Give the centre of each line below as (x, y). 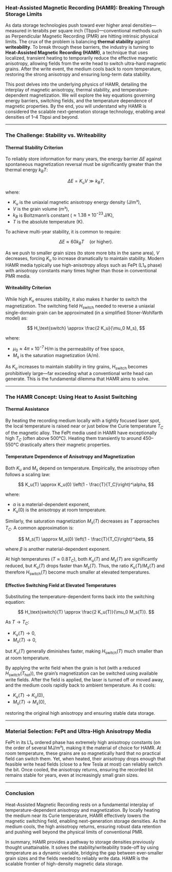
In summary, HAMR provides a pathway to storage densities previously (80, 842)
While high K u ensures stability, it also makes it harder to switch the (76, 300)
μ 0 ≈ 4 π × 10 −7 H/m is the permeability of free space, (69, 349)
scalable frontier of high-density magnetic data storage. (64, 864)
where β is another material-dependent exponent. (58, 549)
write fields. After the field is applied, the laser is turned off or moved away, (85, 680)
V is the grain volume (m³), (41, 209)
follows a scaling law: (28, 475)
